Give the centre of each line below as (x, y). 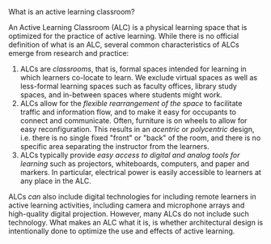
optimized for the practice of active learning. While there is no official (124, 36)
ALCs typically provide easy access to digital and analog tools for (130, 155)
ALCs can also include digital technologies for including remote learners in (132, 197)
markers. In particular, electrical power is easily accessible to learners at (140, 172)
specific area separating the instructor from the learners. (114, 146)
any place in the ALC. (55, 181)
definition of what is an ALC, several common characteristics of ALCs (124, 45)
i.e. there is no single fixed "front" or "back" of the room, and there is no (140, 138)
